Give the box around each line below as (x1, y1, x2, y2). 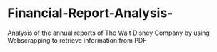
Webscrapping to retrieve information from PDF (7, 36, 147, 44)
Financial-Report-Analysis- (7, 5, 173, 21)
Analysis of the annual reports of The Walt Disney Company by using (7, 28, 211, 37)
